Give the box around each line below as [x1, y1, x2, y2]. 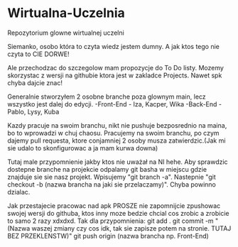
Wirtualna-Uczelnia [7, 5, 126, 21]
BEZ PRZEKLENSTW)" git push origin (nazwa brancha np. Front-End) [7, 231, 210, 240]
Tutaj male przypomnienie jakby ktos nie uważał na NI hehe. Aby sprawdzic [7, 158, 229, 166]
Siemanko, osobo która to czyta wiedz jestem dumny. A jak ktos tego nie [7, 42, 220, 50]
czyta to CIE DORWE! [7, 50, 70, 58]
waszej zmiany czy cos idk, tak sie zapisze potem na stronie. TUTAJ [31, 224, 232, 232]
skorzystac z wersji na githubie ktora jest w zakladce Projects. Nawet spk [7, 71, 222, 79]
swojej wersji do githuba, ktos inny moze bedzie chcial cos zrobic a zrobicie [7, 209, 229, 217]
